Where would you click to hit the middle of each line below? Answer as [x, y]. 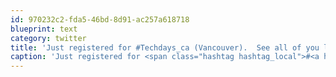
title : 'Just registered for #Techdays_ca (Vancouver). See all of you [165, 47]
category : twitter [48, 38]
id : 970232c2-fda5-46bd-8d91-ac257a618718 [100, 19]
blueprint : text [44, 29]
